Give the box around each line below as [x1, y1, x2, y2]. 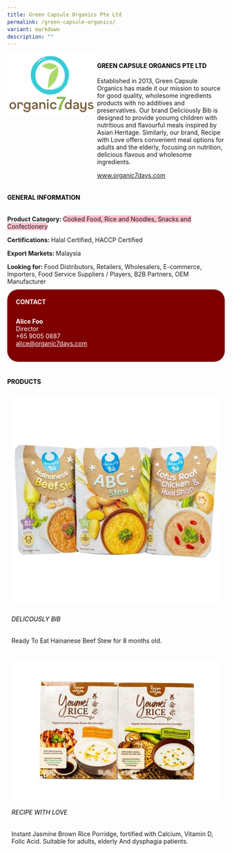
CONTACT [16, 297, 46, 306]
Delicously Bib [11, 615, 61, 623]
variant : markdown [7, 26, 60, 33]
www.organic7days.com [97, 171, 166, 180]
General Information [7, 193, 81, 202]
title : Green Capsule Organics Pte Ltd [7, 11, 122, 18]
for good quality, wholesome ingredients [97, 92, 212, 100]
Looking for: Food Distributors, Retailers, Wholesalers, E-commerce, [7, 262, 202, 270]
